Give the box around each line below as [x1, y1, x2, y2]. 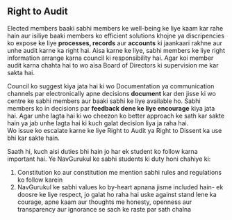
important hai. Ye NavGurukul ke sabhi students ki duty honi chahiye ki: [7, 155, 211, 163]
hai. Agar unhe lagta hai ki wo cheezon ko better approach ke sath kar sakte [7, 111, 224, 120]
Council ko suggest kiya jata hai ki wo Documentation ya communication [7, 81, 215, 90]
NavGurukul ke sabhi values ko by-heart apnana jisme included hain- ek [17, 182, 224, 191]
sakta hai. [7, 68, 35, 77]
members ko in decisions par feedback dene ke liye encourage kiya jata [7, 104, 215, 112]
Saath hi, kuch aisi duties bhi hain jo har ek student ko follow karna [7, 147, 198, 155]
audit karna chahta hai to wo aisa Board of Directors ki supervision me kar [7, 61, 219, 69]
